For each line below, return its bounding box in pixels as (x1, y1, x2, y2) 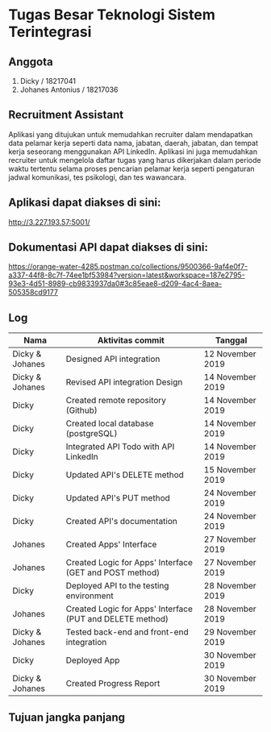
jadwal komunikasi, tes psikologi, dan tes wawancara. (8, 172, 187, 182)
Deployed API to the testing (65, 580, 169, 592)
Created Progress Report (65, 678, 161, 689)
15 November (203, 464, 256, 476)
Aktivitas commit (97, 335, 165, 346)
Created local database (65, 418, 155, 429)
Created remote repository (65, 395, 167, 406)
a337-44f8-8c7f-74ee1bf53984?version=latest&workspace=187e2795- (8, 270, 246, 280)
